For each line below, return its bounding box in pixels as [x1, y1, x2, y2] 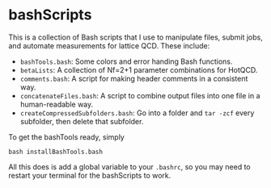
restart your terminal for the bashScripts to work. [8, 170, 171, 180]
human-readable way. [19, 99, 94, 109]
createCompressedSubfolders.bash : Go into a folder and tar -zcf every [19, 107, 255, 118]
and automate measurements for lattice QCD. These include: [8, 40, 210, 50]
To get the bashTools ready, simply [8, 132, 125, 142]
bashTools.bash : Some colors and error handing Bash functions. [19, 56, 233, 66]
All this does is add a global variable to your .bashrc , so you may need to [8, 161, 251, 171]
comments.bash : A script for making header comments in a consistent [19, 73, 248, 83]
